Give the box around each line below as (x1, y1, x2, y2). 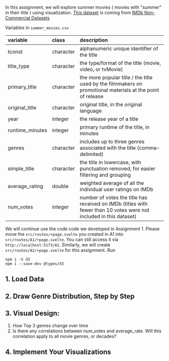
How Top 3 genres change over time (12, 322, 89, 328)
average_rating (8, 183, 44, 190)
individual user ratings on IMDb (79, 186, 153, 193)
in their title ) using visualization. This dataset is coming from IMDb (5, 10, 143, 16)
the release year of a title (79, 116, 138, 122)
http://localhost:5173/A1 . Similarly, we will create (5, 242, 111, 248)
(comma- (137, 144, 160, 151)
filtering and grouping (79, 171, 131, 178)
